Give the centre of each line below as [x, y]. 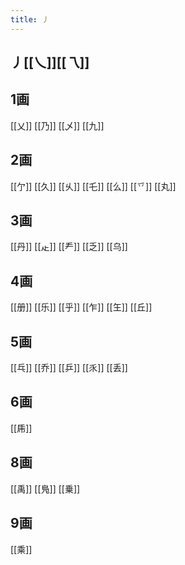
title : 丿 [30, 19]
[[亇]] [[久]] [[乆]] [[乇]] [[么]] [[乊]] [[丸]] [93, 186]
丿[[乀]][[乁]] [50, 62]
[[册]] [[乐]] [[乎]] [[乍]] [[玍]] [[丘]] [81, 307]
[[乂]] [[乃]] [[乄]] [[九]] [57, 125]
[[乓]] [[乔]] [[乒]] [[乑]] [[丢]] [69, 368]
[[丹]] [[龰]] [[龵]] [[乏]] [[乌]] [69, 247]
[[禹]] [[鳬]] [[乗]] [45, 488]
